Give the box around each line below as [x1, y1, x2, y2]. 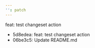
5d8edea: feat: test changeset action [12, 31, 90, 37]
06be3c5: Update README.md [12, 37, 78, 43]
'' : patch [5, 7, 26, 13]
